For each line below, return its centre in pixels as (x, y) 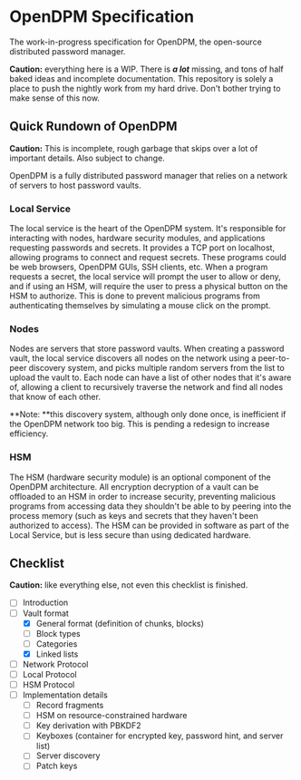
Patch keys (57, 766)
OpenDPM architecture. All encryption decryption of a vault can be (134, 486)
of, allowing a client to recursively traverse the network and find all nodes (146, 387)
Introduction (45, 603)
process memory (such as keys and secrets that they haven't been (134, 515)
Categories (57, 643)
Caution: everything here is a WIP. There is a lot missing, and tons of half (146, 69)
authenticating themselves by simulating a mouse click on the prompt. (140, 306)
